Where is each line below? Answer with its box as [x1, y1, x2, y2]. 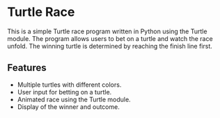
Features [7, 62, 47, 74]
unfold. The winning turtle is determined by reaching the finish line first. [7, 42, 212, 50]
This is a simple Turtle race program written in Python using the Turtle [7, 27, 207, 35]
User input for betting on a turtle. [17, 87, 112, 96]
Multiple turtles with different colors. [17, 81, 122, 89]
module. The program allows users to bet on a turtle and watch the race [7, 34, 214, 42]
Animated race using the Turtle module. [17, 95, 131, 103]
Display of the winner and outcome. [17, 102, 120, 111]
